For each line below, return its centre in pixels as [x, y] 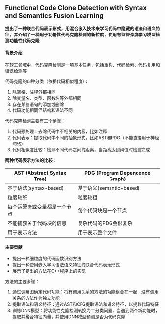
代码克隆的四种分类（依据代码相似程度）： [47, 81]
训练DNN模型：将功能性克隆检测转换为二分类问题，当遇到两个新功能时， [86, 311]
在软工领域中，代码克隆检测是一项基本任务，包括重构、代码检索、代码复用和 [82, 65]
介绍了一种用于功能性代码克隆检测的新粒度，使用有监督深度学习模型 [87, 35]
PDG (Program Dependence [117, 173]
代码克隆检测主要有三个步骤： [35, 121]
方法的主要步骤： [22, 282]
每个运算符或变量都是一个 [37, 207]
